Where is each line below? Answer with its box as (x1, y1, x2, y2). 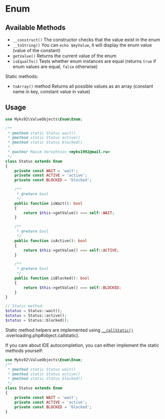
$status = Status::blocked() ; (5, 318, 70, 323)
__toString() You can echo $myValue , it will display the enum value (12, 42, 152, 48)
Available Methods (5, 23, 66, 32)
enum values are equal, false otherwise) (12, 64, 98, 69)
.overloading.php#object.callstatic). (5, 332, 80, 338)
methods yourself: (5, 348, 44, 354)
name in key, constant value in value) (12, 89, 90, 94)
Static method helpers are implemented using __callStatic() (5, 327, 134, 333)
